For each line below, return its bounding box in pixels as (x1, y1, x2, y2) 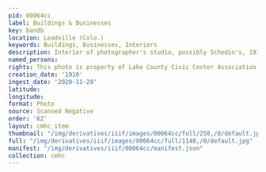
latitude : (8, 85, 41, 94)
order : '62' (8, 115, 47, 123)
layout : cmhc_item (8, 122, 69, 130)
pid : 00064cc (8, 11, 51, 20)
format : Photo (8, 100, 55, 108)
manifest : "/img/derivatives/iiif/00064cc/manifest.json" (8, 144, 203, 152)
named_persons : (8, 56, 59, 64)
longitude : (8, 93, 44, 101)
